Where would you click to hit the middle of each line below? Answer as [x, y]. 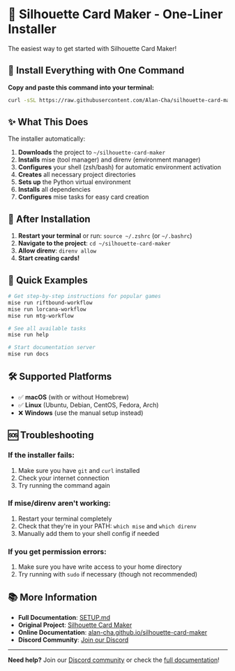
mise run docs [29, 354]
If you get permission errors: [57, 551]
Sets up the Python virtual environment [74, 182]
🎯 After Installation [49, 219]
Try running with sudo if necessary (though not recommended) [108, 574]
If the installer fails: [41, 455]
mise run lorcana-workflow [47, 309]
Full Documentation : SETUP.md [64, 617]
